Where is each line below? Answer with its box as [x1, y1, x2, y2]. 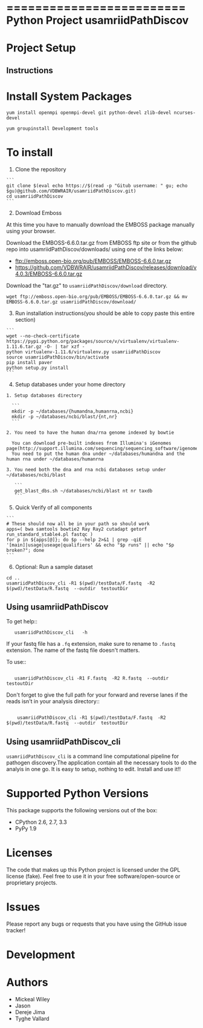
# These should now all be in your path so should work [6, 520, 150, 527]
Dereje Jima [14, 1009, 45, 1016]
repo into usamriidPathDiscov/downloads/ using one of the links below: [6, 245, 183, 253]
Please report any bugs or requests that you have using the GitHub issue [6, 920, 187, 927]
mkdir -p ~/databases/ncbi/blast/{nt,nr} [11, 413, 118, 420]
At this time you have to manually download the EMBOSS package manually [6, 221, 195, 228]
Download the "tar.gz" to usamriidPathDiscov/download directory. [6, 282, 168, 289]
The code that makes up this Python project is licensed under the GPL [6, 866, 181, 874]
